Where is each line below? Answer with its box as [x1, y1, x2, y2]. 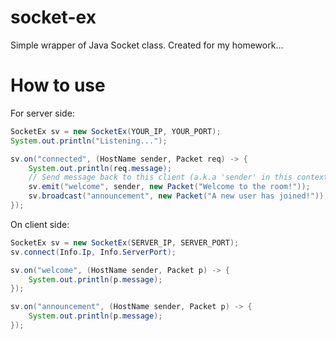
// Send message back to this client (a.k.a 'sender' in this [28, 172, 293, 183]
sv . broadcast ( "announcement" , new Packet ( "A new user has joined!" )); [28, 191, 329, 201]
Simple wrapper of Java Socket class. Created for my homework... [10, 39, 284, 51]
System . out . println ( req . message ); [28, 163, 172, 173]
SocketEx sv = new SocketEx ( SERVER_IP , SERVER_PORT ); [10, 237, 240, 248]
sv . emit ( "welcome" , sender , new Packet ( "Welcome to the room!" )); [28, 182, 311, 192]
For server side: [10, 107, 75, 119]
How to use [10, 74, 106, 97]
